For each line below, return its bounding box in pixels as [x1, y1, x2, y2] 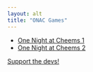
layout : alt [7, 10, 42, 17]
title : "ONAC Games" [7, 17, 68, 24]
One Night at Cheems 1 [17, 36, 85, 44]
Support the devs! [7, 57, 60, 65]
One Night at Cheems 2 [17, 43, 86, 52]
